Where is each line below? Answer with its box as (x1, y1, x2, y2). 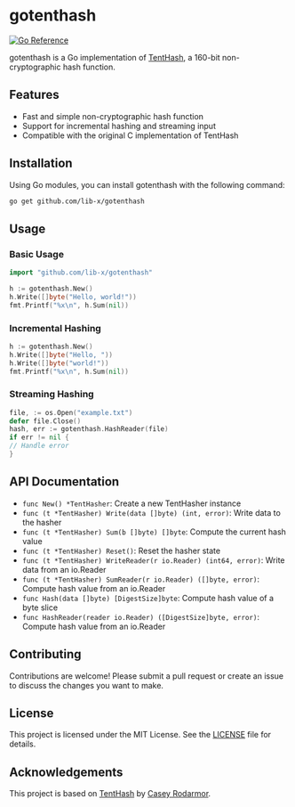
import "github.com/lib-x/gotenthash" (9, 268, 153, 277)
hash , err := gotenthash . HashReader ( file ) (9, 425, 169, 434)
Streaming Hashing (9, 388, 95, 401)
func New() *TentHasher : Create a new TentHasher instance (21, 498, 242, 509)
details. (9, 738, 36, 749)
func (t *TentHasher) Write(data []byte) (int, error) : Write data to (21, 507, 282, 518)
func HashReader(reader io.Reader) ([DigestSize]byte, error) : (21, 611, 260, 622)
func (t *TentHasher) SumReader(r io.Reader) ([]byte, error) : (21, 574, 260, 584)
